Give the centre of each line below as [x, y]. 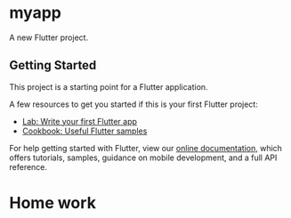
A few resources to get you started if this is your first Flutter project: [133, 104]
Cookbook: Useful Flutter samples [85, 131]
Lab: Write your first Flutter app [80, 121]
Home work [53, 202]
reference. [28, 166]
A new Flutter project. [49, 37]
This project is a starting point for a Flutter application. [109, 86]
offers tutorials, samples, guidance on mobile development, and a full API [143, 157]
